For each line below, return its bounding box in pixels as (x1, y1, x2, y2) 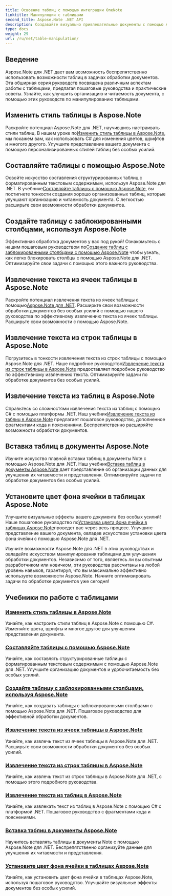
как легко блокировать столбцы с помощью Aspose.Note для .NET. (5, 255, 153, 261)
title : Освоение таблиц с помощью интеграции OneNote (5, 7, 123, 13)
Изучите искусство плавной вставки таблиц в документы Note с (5, 455, 147, 462)
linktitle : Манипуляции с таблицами (5, 12, 83, 17)
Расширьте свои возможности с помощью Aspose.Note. (5, 318, 129, 325)
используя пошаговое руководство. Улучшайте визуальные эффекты (5, 879, 157, 885)
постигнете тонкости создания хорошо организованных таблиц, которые (5, 191, 166, 197)
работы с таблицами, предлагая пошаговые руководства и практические (5, 85, 166, 91)
